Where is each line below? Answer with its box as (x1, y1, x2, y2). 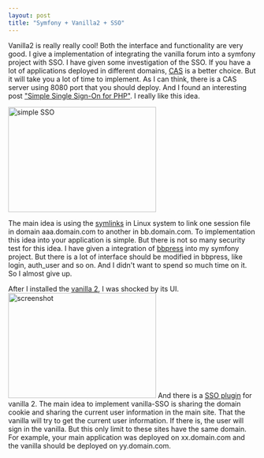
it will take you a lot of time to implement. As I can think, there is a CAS (8, 74, 237, 84)
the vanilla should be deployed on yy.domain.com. (8, 441, 172, 450)
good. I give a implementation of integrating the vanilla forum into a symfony (8, 49, 256, 58)
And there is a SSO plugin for (157, 390, 252, 400)
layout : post (8, 11, 51, 20)
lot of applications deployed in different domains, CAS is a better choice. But (8, 66, 256, 75)
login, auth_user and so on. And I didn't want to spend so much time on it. (8, 260, 247, 269)
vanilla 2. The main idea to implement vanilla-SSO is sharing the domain (8, 399, 241, 408)
